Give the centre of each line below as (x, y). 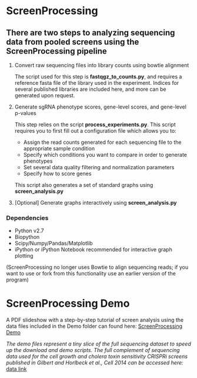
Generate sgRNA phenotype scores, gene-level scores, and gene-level (101, 107)
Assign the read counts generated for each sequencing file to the (102, 142)
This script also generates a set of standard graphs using (84, 185)
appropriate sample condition (59, 148)
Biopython (27, 237)
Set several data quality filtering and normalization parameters (99, 167)
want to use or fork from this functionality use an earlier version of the (91, 274)
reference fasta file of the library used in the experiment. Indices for (97, 83)
